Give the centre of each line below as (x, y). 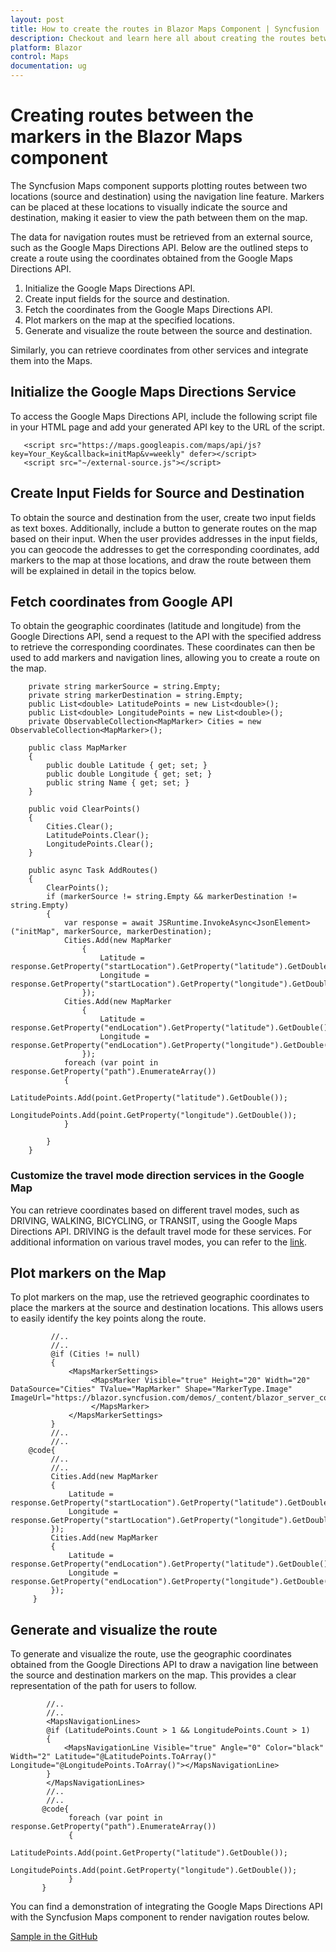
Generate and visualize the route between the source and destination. (168, 330)
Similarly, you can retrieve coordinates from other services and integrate (159, 350)
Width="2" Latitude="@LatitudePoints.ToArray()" (113, 1757)
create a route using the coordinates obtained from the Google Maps (151, 258)
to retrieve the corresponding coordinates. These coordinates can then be (163, 647)
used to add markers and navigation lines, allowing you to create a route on (165, 658)
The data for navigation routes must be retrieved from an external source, (161, 237)
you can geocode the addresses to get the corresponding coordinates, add (165, 549)
